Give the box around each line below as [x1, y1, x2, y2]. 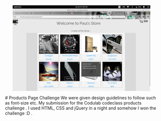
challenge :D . [5, 110, 33, 116]
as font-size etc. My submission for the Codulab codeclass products [5, 100, 142, 106]
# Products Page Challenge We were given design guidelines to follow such [5, 95, 156, 101]
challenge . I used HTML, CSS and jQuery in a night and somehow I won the [5, 105, 157, 111]
